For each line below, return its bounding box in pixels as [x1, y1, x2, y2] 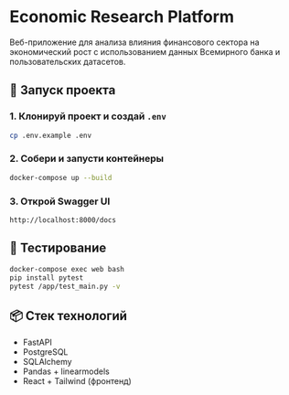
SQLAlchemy [22, 357, 72, 368]
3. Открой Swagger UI [9, 195, 111, 208]
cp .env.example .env [9, 131, 92, 140]
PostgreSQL [22, 347, 69, 358]
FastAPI [22, 336, 52, 348]
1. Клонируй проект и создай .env [9, 110, 166, 123]
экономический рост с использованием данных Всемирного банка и [9, 46, 281, 57]
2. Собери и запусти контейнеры [9, 153, 165, 165]
